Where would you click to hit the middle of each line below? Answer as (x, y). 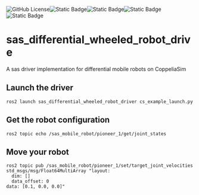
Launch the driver (40, 88)
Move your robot (38, 152)
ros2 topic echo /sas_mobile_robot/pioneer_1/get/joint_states (86, 134)
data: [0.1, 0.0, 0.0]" (36, 187)
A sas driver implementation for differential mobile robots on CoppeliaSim (96, 69)
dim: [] (21, 176)
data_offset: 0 (30, 182)
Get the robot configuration (58, 120)
